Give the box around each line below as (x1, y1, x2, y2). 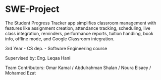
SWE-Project (5, 3, 59, 15)
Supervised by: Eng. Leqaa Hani (5, 55, 71, 61)
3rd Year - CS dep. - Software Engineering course (5, 45, 107, 51)
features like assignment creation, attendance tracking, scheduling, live (5, 25, 151, 31)
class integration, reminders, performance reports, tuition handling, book (5, 30, 154, 36)
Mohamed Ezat (5, 70, 36, 76)
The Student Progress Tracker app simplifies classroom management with (5, 20, 157, 26)
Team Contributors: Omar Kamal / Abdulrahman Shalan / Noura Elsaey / (5, 65, 151, 71)
